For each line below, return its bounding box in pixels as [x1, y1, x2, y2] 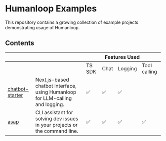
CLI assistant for [35, 109, 73, 116]
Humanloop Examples [5, 3, 97, 14]
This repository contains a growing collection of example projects [5, 19, 138, 25]
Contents [5, 39, 35, 47]
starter [7, 92, 23, 98]
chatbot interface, [35, 82, 77, 89]
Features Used [104, 53, 140, 60]
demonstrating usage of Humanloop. [5, 24, 80, 30]
